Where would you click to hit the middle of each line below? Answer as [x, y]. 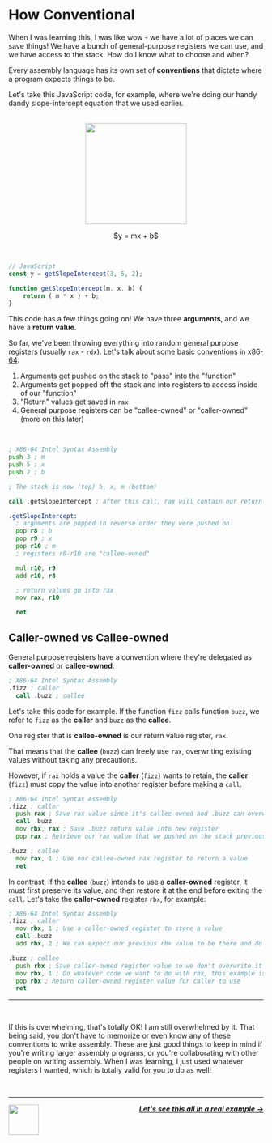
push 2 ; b [27, 472]
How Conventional [72, 15]
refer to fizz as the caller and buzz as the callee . [90, 720]
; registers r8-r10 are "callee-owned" [83, 553]
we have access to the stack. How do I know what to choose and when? [129, 54]
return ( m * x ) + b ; [61, 296]
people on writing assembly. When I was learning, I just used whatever [126, 1061]
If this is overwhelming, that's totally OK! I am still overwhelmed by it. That [132, 1027]
